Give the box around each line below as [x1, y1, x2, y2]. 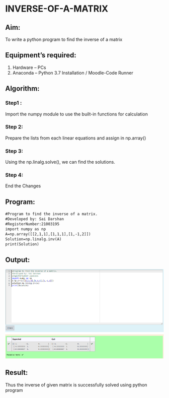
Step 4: [5, 172, 24, 179]
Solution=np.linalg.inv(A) [5, 237, 62, 242]
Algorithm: [5, 84, 40, 93]
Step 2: [5, 123, 24, 130]
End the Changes [5, 183, 41, 189]
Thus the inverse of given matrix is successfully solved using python [5, 381, 147, 388]
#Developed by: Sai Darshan [5, 217, 64, 222]
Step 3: [5, 147, 24, 154]
